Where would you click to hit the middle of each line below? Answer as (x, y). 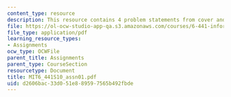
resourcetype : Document (41, 70)
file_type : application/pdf (47, 32)
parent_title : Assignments (46, 58)
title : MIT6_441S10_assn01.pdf (52, 77)
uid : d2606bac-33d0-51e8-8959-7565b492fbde (70, 83)
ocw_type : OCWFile (33, 52)
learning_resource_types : (44, 39)
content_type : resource (41, 13)
